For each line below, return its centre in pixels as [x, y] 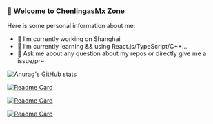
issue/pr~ [31, 61]
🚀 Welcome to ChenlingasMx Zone [66, 11]
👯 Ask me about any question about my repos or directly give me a [112, 53]
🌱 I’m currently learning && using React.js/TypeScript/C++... [102, 47]
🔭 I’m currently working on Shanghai [69, 39]
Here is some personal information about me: [71, 26]
